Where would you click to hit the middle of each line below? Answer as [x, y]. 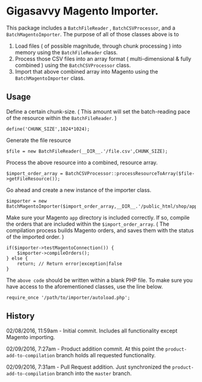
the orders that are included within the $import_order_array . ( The [88, 224]
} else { [17, 258]
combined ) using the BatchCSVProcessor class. [73, 65]
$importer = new [26, 201]
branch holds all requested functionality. [106, 355]
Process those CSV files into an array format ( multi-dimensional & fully [103, 59]
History [20, 316]
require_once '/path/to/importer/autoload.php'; [68, 298]
